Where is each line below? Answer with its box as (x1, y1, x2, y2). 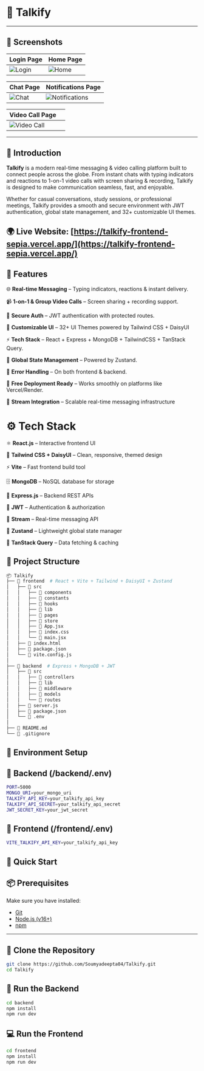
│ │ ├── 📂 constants (6, 595, 69, 601)
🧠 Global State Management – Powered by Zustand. (6, 356, 138, 363)
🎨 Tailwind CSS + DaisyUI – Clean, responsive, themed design (6, 451, 163, 458)
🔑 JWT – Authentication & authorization (6, 504, 105, 511)
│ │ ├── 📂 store (6, 618, 59, 624)
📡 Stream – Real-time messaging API (6, 515, 99, 522)
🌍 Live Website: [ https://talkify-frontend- (6, 226, 169, 236)
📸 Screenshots (6, 37, 63, 47)
